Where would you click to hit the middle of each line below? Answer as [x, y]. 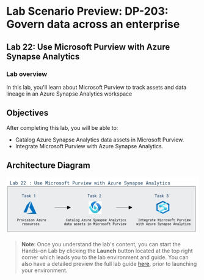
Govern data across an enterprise [93, 24]
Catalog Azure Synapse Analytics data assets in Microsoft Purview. [100, 140]
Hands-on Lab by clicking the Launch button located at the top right [107, 251]
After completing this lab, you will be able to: [62, 127]
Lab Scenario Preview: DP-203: [88, 11]
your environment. [44, 270]
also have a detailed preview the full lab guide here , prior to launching [109, 264]
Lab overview [27, 74]
